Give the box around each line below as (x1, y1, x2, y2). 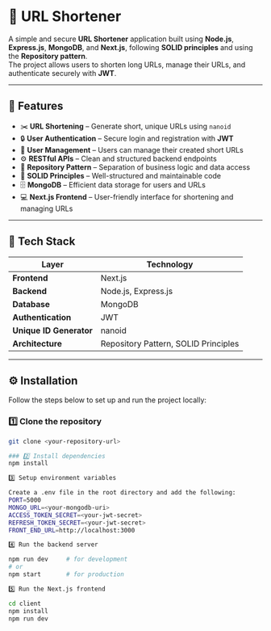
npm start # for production (8, 570, 125, 578)
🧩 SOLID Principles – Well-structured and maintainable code (19, 170, 222, 180)
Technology (146, 259, 194, 270)
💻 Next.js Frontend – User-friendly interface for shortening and (19, 191, 234, 201)
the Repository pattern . (8, 51, 88, 61)
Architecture (12, 338, 62, 349)
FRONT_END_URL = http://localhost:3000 (8, 526, 135, 534)
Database (12, 298, 51, 309)
